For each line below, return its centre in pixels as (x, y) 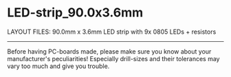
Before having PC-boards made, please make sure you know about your (109, 51)
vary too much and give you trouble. (58, 66)
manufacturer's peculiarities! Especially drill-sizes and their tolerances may (113, 58)
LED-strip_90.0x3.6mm (75, 13)
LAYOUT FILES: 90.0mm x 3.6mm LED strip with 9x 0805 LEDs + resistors (112, 32)
